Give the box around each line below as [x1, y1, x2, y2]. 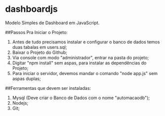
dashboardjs [5, 3, 58, 15]
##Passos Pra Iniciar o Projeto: [5, 29, 68, 35]
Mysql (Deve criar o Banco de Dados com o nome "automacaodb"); [12, 95, 150, 101]
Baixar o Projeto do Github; [12, 49, 68, 55]
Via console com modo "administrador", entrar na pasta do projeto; [12, 54, 149, 60]
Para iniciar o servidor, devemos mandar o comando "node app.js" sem [12, 70, 158, 76]
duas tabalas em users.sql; [12, 44, 67, 50]
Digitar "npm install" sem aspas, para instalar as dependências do [12, 60, 147, 66]
